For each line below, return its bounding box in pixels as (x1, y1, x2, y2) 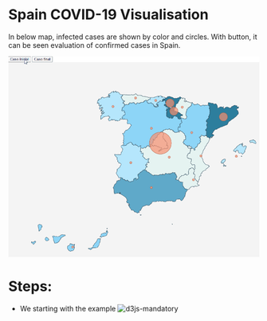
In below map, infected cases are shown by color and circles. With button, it (8, 32, 257, 41)
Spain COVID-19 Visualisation (8, 6, 209, 24)
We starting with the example (19, 304, 116, 314)
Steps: (8, 277, 53, 296)
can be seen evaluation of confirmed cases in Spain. (8, 40, 181, 49)
